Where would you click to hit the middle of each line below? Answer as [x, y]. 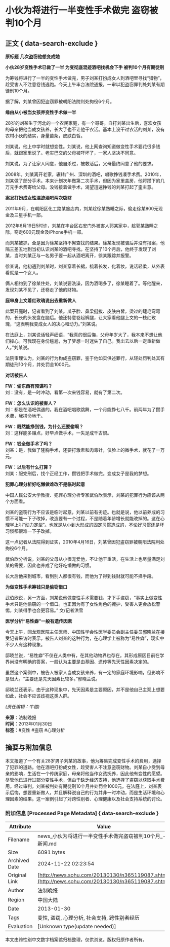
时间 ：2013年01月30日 [29, 724]
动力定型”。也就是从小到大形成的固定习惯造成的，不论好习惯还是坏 [95, 525]
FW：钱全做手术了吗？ [29, 444]
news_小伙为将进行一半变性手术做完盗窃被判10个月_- [102, 836]
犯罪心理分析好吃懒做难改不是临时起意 [45, 484]
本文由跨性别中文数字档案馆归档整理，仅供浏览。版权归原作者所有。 [76, 940]
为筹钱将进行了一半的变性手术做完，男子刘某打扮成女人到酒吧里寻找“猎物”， [85, 78]
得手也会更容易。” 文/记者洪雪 [53, 610]
